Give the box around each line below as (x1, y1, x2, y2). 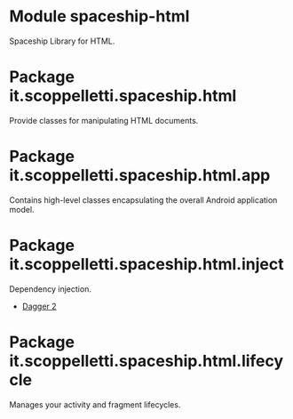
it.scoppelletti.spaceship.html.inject (9, 254, 284, 274)
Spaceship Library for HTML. (9, 36, 115, 46)
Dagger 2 (21, 301, 57, 311)
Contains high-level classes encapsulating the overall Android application (9, 194, 278, 205)
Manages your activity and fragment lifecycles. (9, 399, 181, 410)
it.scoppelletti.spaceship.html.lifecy (9, 351, 284, 371)
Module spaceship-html (9, 6, 190, 27)
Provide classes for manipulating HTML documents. (9, 115, 199, 125)
